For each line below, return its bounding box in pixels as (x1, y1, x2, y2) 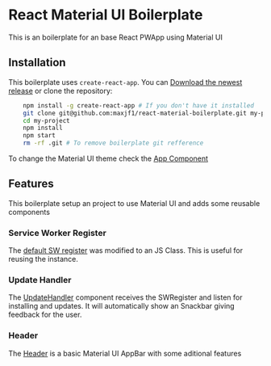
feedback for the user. (8, 309, 82, 320)
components (8, 207, 51, 217)
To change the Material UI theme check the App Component (8, 154, 208, 163)
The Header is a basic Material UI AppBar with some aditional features (8, 348, 242, 358)
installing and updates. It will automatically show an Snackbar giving (8, 301, 236, 311)
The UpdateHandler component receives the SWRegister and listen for (8, 292, 243, 302)
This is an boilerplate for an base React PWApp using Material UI (8, 32, 223, 42)
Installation (8, 56, 66, 69)
